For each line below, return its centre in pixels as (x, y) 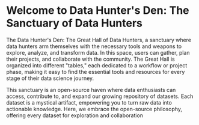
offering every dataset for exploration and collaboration (75, 115)
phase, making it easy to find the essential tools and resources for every (96, 72)
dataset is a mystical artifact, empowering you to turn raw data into (89, 102)
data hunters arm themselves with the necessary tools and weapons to (94, 46)
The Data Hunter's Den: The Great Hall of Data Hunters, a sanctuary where (99, 40)
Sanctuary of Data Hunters (74, 23)
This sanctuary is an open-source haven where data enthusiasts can (91, 90)
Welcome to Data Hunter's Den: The (98, 11)
